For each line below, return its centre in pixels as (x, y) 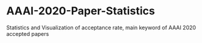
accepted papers (28, 33)
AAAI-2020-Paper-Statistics (81, 11)
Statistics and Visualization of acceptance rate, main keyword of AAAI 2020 (101, 27)
